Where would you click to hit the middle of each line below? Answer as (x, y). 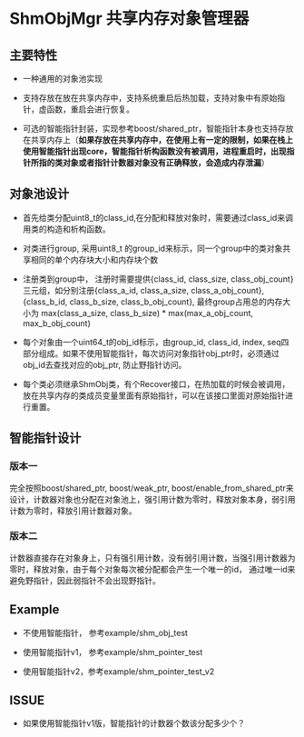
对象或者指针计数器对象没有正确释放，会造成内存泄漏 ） (166, 163)
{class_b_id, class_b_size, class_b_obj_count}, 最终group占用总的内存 (152, 302)
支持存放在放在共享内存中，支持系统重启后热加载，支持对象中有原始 (150, 98)
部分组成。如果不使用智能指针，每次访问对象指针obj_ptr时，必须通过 (151, 353)
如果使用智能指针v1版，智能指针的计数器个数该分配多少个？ (134, 723)
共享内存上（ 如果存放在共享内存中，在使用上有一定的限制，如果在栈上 (162, 140)
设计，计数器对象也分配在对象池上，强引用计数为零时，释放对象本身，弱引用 (152, 499)
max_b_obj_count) (56, 323)
